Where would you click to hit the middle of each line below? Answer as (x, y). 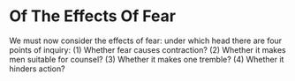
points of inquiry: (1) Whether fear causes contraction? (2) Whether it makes (147, 49)
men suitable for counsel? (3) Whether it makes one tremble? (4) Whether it (147, 59)
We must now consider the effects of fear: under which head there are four (146, 40)
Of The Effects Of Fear (93, 16)
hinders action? (37, 69)
